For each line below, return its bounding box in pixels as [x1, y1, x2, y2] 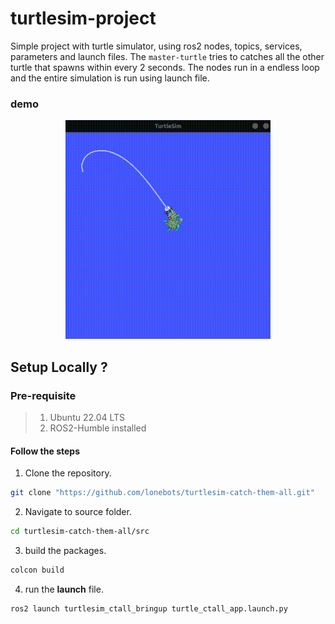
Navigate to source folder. [24, 506, 132, 517]
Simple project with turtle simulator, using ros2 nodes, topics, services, [10, 40, 303, 52]
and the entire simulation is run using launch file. [10, 72, 210, 84]
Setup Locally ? [10, 358, 108, 376]
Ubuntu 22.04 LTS [49, 411, 126, 423]
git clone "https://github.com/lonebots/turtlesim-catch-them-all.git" [10, 488, 315, 498]
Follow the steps [10, 445, 80, 457]
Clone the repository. [24, 467, 112, 479]
